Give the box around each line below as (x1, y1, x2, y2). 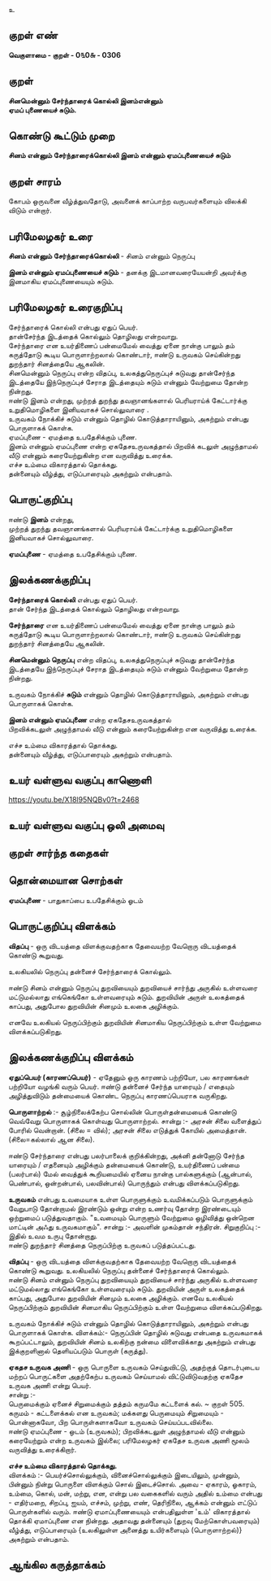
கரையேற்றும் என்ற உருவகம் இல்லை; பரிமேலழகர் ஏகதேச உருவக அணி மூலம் (8, 1435, 250, 1445)
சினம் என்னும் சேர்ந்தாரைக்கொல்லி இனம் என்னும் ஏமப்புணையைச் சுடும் (8, 151, 231, 160)
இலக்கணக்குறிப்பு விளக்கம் (8, 1050, 134, 1064)
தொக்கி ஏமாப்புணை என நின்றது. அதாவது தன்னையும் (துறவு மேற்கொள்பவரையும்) (8, 1515, 260, 1526)
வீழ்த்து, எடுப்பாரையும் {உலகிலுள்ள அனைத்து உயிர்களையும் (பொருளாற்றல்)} (8, 1525, 243, 1535)
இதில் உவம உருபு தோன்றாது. (8, 1230, 98, 1241)
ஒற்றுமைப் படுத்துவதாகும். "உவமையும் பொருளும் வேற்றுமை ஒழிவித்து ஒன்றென (8, 1212, 255, 1222)
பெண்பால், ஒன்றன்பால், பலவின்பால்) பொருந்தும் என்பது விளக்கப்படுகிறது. (8, 1177, 241, 1188)
